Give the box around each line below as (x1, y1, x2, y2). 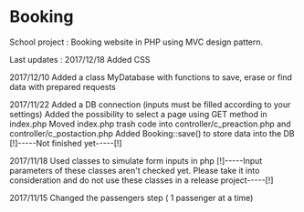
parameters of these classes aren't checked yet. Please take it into (9, 165, 260, 176)
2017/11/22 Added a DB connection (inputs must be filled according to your (9, 98, 291, 110)
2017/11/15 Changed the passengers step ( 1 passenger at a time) (9, 192, 254, 203)
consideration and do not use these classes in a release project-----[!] (9, 175, 274, 186)
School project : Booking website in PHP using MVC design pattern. (9, 36, 264, 47)
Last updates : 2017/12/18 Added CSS (9, 54, 151, 65)
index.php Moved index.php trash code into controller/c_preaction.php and (9, 118, 291, 129)
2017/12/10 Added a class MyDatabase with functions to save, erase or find (9, 71, 292, 83)
